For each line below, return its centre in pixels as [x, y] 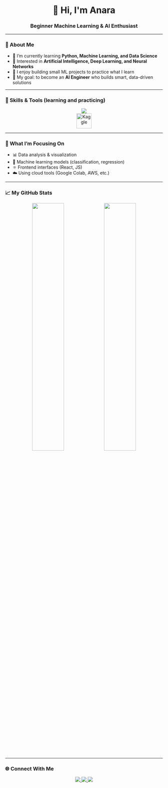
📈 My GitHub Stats [29, 193]
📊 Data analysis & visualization [44, 155]
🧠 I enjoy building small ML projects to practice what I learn [73, 72]
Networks [23, 66]
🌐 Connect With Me [29, 768]
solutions [22, 82]
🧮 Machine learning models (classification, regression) [68, 162]
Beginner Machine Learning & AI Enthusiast [84, 26]
